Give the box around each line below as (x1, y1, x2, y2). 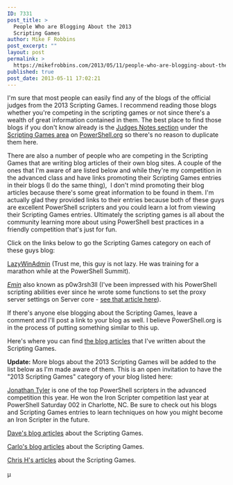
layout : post (7, 49, 45, 56)
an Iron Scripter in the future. (7, 416, 90, 424)
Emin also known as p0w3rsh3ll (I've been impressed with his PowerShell (7, 281, 217, 289)
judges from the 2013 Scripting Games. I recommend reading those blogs (7, 101, 217, 110)
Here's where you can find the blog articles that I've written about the (7, 337, 206, 345)
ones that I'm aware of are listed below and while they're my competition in (7, 166, 222, 174)
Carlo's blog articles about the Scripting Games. (7, 443, 144, 451)
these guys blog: (7, 246, 55, 254)
